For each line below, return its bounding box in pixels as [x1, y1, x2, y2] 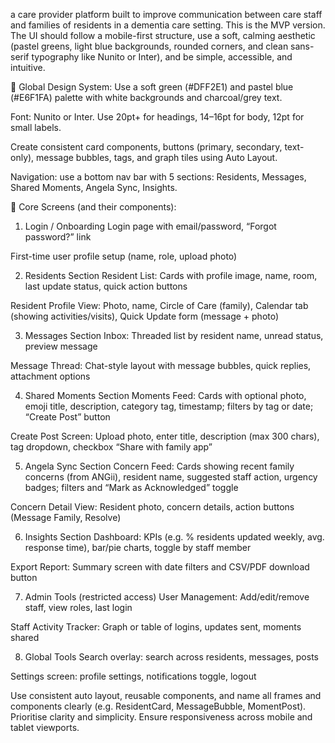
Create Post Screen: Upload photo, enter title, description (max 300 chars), [10, 430, 320, 442]
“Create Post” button [24, 411, 111, 423]
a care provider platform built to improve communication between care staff [10, 9, 323, 20]
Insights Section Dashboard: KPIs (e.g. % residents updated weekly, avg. [24, 531, 325, 543]
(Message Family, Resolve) [10, 512, 122, 523]
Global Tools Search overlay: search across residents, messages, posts [24, 651, 319, 663]
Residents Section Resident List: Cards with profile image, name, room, [24, 270, 318, 281]
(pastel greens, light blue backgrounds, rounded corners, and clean [10, 40, 289, 52]
